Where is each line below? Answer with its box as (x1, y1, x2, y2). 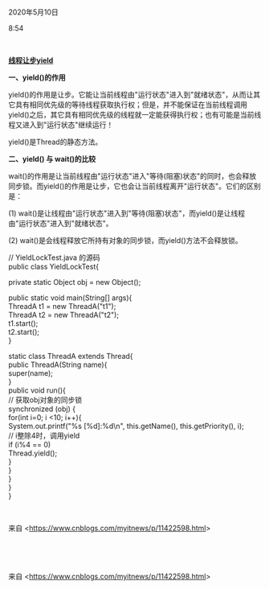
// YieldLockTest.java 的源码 (8, 253, 100, 262)
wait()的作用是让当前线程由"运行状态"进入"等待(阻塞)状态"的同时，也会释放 (8, 171, 257, 180)
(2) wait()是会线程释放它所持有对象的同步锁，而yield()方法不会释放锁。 (8, 236, 243, 245)
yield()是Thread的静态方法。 (8, 137, 103, 146)
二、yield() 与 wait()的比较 (8, 154, 96, 163)
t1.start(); (8, 319, 39, 328)
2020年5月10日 (8, 7, 59, 17)
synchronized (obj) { (8, 404, 76, 414)
